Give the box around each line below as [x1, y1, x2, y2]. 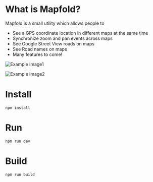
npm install [5, 105, 30, 110]
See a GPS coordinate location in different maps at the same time [12, 30, 148, 36]
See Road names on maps [12, 46, 67, 52]
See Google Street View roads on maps [12, 40, 95, 46]
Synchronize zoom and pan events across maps [12, 35, 113, 41]
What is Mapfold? [5, 4, 81, 15]
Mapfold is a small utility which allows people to [5, 20, 105, 26]
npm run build [5, 172, 35, 177]
